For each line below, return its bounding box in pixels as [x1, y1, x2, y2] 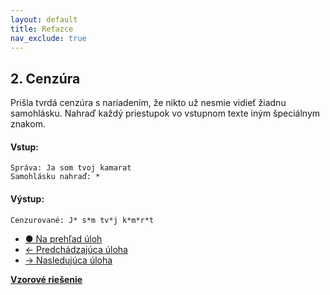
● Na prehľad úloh [24, 232, 103, 245]
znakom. [10, 118, 46, 130]
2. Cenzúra [10, 70, 81, 87]
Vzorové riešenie [10, 273, 83, 285]
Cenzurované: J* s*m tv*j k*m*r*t [10, 215, 155, 225]
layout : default [10, 14, 78, 25]
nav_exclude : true [10, 33, 87, 43]
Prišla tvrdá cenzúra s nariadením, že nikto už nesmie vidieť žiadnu [10, 97, 287, 109]
